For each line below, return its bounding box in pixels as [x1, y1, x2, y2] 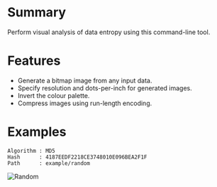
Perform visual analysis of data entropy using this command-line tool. [7, 28, 211, 36]
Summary [7, 4, 66, 21]
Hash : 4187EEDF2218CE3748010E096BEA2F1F [7, 154, 148, 161]
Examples [7, 124, 67, 140]
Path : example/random [7, 159, 91, 167]
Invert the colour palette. [17, 91, 90, 100]
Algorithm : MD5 [7, 147, 55, 154]
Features [7, 53, 61, 69]
